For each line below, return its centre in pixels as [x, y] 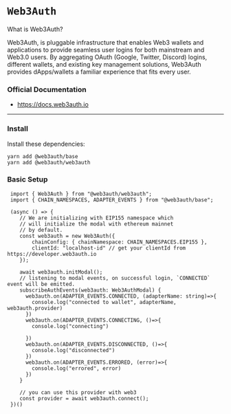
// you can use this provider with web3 [78, 392]
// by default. [41, 230]
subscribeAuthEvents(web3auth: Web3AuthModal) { [90, 290]
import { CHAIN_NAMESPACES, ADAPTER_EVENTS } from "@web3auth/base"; [112, 200]
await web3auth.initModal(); [61, 272]
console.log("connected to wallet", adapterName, [104, 302]
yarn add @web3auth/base [43, 156]
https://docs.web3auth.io [53, 105]
